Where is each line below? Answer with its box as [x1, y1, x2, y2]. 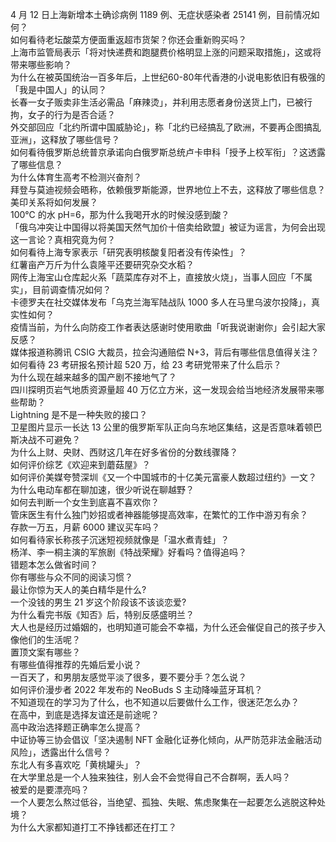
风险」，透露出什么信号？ [10, 746, 112, 758]
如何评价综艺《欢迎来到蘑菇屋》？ [10, 459, 151, 470]
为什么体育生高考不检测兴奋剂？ [10, 171, 142, 183]
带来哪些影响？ [10, 59, 72, 70]
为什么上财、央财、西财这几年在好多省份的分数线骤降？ [10, 446, 238, 458]
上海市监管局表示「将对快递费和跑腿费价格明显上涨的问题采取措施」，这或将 [10, 46, 322, 58]
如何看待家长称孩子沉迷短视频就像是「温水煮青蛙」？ [10, 534, 230, 545]
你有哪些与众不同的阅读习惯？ [10, 571, 133, 583]
